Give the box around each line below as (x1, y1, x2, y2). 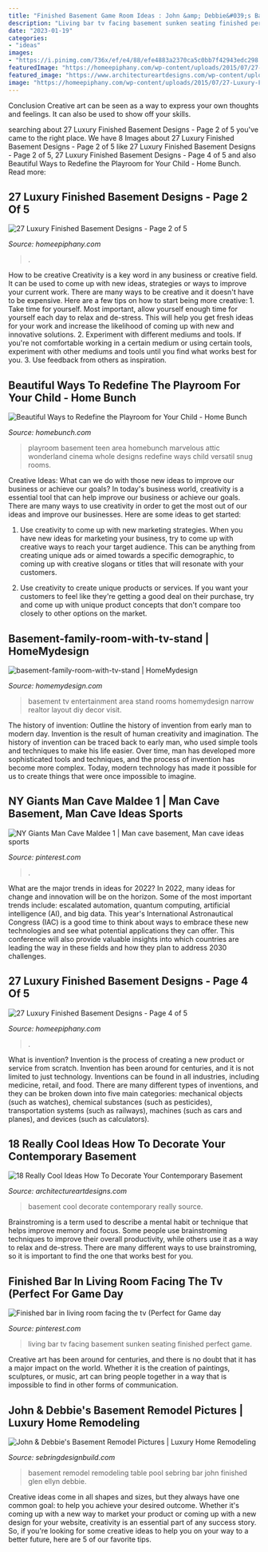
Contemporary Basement (8, 1149, 137, 1163)
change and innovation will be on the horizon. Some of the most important (8, 892, 252, 901)
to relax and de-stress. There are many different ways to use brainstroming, (8, 1243, 257, 1252)
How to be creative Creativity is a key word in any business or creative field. (8, 270, 258, 280)
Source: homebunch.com (8, 428, 92, 437)
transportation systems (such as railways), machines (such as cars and (8, 1105, 242, 1115)
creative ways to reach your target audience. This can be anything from (19, 542, 255, 552)
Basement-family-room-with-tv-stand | (8, 632, 210, 645)
